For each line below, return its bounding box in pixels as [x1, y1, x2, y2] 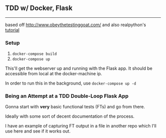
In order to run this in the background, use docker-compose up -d [5, 80, 137, 86]
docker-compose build [12, 51, 57, 56]
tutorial [5, 27, 20, 33]
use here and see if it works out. [5, 128, 71, 134]
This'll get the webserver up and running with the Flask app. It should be [5, 65, 153, 71]
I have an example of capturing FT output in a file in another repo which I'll [5, 123, 157, 129]
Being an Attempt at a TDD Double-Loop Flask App [5, 92, 128, 99]
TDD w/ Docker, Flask [5, 4, 73, 12]
